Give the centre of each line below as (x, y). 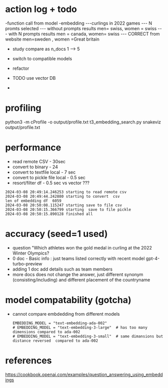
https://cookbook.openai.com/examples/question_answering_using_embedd (84, 374)
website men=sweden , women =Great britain (52, 39)
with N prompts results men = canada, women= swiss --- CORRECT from (84, 34)
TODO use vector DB (34, 78)
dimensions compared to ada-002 (46, 332)
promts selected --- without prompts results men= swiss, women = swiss (81, 28)
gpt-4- (153, 258)
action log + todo (41, 9)
